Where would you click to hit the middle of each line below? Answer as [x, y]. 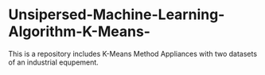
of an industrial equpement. [54, 62]
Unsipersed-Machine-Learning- [117, 15]
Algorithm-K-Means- [80, 32]
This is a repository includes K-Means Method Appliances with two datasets [132, 53]
